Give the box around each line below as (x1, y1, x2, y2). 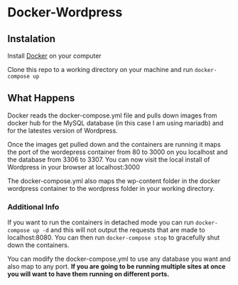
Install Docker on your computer (7, 51, 102, 60)
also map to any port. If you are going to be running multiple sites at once (7, 262, 226, 271)
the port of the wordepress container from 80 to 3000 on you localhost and (7, 147, 228, 156)
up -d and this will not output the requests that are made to (33, 226, 205, 234)
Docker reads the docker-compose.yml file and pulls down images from (7, 111, 218, 120)
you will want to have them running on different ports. (7, 270, 170, 279)
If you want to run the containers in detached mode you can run (7, 218, 194, 227)
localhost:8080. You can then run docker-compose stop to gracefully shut (7, 233, 220, 242)
